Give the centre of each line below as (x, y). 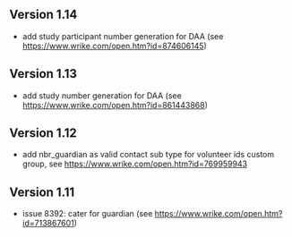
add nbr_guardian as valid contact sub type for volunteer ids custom (148, 155)
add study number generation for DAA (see (102, 95)
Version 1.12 (43, 133)
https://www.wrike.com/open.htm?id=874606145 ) (115, 46)
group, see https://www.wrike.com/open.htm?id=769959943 (135, 164)
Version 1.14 (43, 15)
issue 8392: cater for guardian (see (87, 214)
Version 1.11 (42, 192)
